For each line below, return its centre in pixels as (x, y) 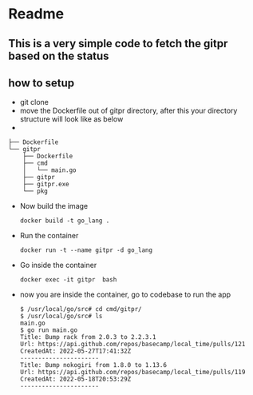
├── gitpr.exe (46, 185)
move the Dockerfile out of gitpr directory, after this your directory (128, 111)
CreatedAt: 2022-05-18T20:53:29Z (75, 379)
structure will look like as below (71, 119)
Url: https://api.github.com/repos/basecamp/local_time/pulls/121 (132, 345)
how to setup (42, 83)
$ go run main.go (49, 330)
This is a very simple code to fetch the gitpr (118, 44)
